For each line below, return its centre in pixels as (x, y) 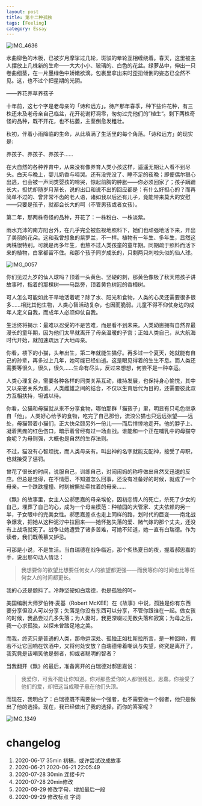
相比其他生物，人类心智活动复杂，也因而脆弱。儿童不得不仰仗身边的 (105, 305)
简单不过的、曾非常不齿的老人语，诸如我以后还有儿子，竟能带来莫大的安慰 (98, 197)
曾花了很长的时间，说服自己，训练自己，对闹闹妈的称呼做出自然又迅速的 (96, 472)
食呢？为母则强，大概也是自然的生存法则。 (59, 439)
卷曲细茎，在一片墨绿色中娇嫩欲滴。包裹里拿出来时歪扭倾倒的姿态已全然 (96, 73)
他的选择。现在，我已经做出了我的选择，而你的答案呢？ (85, 707)
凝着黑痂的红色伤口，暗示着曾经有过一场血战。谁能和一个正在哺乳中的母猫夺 (101, 431)
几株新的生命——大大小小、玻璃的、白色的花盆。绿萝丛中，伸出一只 (111, 66)
